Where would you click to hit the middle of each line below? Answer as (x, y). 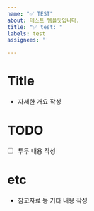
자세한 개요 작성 (39, 102)
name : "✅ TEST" (30, 14)
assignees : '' (28, 40)
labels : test (27, 34)
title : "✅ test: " (35, 27)
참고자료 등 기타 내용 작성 (53, 200)
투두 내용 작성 (36, 151)
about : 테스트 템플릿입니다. (43, 20)
